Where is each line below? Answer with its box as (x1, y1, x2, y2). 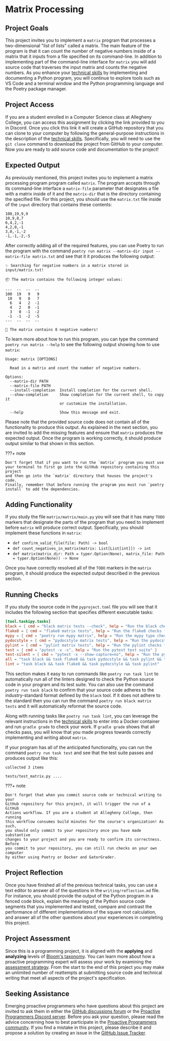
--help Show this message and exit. (10, 410, 121, 415)
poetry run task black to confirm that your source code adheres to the (5, 687, 154, 693)
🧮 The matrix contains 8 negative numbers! (5, 327, 99, 332)
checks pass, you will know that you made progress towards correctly (5, 729, 151, 735)
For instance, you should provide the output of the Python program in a (5, 892, 153, 899)
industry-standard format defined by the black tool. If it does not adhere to (5, 692, 161, 698)
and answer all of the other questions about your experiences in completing (5, 914, 163, 920)
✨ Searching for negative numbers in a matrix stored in (5, 263, 129, 268)
